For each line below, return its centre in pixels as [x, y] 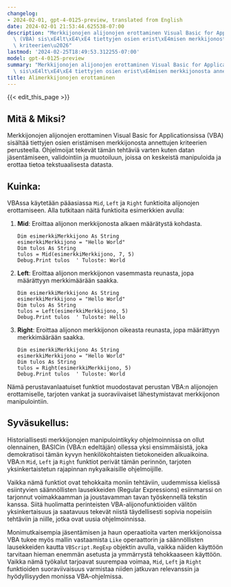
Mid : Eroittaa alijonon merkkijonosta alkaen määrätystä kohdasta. [110, 224]
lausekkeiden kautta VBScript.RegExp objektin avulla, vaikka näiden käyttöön [115, 547]
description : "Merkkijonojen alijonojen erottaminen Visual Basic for [110, 33]
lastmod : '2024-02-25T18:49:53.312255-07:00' [73, 52]
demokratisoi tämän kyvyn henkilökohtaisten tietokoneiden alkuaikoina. [108, 454]
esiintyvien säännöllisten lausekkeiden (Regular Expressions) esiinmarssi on [114, 489]
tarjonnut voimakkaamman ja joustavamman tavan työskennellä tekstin [107, 497]
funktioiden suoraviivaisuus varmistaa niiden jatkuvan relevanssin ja [103, 568]
